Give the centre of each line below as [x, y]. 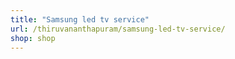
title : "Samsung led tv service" [80, 19]
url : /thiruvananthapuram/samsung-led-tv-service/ [118, 29]
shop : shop [33, 38]
